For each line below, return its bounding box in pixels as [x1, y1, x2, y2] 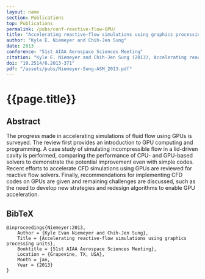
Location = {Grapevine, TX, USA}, [17, 252, 105, 258]
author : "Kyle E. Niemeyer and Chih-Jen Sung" [6, 37, 127, 43]
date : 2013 [6, 43, 34, 49]
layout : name [6, 9, 40, 15]
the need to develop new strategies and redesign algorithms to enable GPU [6, 184, 195, 192]
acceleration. [6, 190, 40, 198]
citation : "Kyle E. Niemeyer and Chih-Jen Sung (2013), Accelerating [6, 54, 187, 60]
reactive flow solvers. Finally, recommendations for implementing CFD [6, 172, 183, 179]
